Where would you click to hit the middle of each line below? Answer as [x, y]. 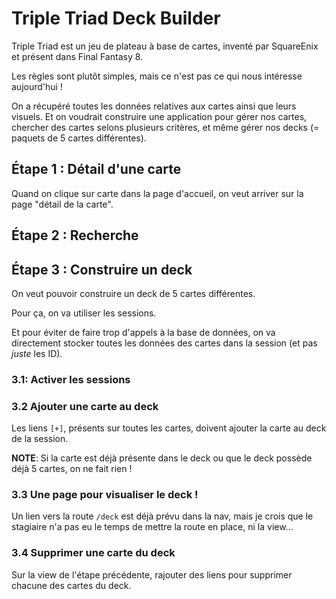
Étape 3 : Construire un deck [102, 269]
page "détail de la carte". [62, 204]
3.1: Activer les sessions [71, 379]
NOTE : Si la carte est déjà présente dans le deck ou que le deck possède [162, 458]
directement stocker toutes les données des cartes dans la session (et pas [164, 343]
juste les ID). [37, 353]
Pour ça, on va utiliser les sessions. [84, 313]
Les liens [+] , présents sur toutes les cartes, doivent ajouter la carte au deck [169, 428]
